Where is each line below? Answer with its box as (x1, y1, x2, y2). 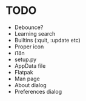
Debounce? (14, 24, 44, 31)
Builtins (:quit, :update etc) (14, 36, 81, 44)
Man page (14, 75, 40, 82)
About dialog (14, 81, 47, 88)
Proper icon (14, 43, 44, 50)
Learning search (14, 30, 56, 37)
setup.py (14, 56, 37, 63)
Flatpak (14, 68, 34, 76)
